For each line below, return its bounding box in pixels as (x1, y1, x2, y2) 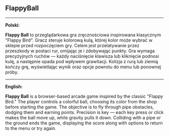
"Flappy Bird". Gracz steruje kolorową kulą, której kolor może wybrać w (5, 37, 152, 43)
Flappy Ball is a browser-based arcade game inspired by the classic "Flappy (5, 93, 163, 99)
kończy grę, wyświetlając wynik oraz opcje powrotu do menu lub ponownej (5, 64, 161, 70)
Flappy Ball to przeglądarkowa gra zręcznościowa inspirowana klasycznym (5, 32, 161, 38)
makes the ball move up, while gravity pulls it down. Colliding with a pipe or (5, 114, 161, 120)
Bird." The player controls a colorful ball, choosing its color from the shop (5, 98, 157, 104)
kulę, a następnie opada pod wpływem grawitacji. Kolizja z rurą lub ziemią (5, 58, 158, 64)
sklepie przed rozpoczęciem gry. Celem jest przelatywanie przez (5, 42, 140, 48)
